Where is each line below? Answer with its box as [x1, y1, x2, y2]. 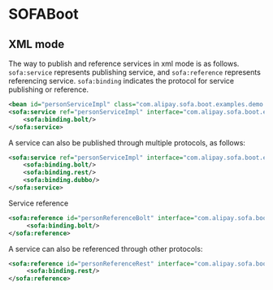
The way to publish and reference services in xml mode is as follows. [8, 58, 240, 68]
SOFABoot [8, 5, 79, 24]
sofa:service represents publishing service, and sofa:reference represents [8, 67, 262, 77]
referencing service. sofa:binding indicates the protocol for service [8, 76, 234, 85]
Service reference [8, 198, 69, 208]
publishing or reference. [8, 84, 89, 94]
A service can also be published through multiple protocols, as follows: [8, 137, 246, 147]
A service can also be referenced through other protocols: [8, 244, 203, 253]
